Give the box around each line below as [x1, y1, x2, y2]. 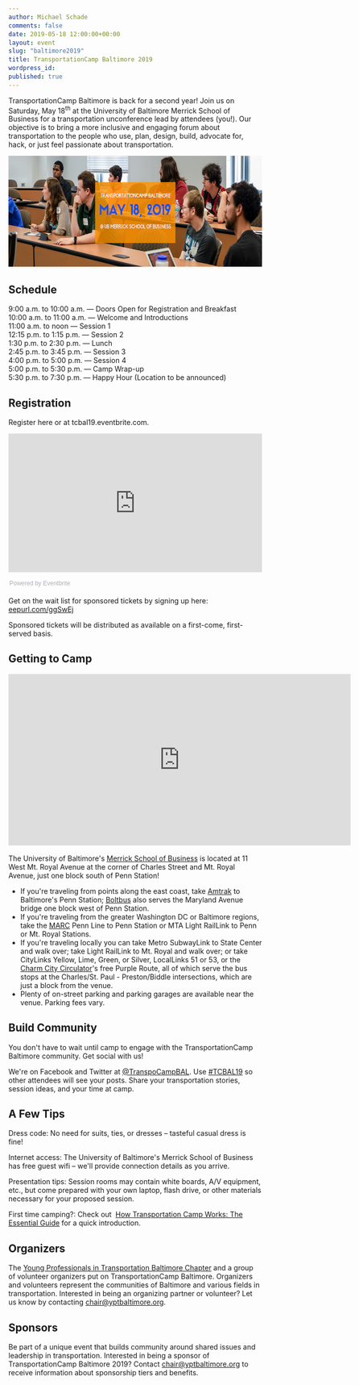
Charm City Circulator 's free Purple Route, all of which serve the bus [19, 963, 248, 973]
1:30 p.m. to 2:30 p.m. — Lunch [8, 339, 113, 348]
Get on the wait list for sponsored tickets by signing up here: [8, 596, 208, 606]
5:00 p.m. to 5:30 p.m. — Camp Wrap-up [8, 364, 145, 374]
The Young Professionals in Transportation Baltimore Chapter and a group [8, 1263, 254, 1273]
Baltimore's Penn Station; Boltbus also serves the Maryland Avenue [19, 895, 244, 904]
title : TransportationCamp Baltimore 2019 [8, 56, 153, 64]
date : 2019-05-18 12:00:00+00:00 [8, 30, 121, 38]
